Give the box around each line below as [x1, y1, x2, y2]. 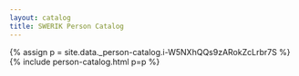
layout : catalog [9, 13, 71, 23]
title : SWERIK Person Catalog [9, 22, 125, 31]
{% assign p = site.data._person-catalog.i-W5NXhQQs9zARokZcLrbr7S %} [9, 46, 291, 57]
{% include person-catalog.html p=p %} [9, 56, 160, 67]
